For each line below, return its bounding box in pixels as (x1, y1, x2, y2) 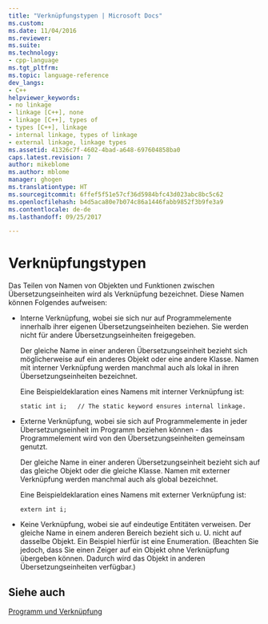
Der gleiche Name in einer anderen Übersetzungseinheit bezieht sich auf (19, 457, 260, 467)
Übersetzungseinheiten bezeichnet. (19, 372, 138, 381)
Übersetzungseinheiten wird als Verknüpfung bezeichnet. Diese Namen (8, 289, 245, 299)
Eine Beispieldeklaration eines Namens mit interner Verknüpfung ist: (19, 387, 245, 397)
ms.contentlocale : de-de (8, 205, 91, 213)
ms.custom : (8, 19, 45, 27)
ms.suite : (8, 42, 42, 50)
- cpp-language (8, 57, 59, 65)
